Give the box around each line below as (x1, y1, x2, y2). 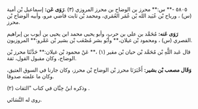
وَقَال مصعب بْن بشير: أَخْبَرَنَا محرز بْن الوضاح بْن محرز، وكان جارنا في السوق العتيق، (7, 66, 192, 73)
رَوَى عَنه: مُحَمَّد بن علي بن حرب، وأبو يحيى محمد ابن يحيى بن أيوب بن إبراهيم (7, 30, 178, 37)
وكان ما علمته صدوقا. (7, 73, 55, 79)
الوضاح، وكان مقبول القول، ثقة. (7, 55, 77, 61)
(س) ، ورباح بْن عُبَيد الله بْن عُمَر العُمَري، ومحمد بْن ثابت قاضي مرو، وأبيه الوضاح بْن (7, 12, 192, 19)
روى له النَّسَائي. (7, 96, 42, 103)
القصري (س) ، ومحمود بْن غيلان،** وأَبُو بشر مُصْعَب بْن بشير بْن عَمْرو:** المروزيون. (7, 37, 193, 43)
